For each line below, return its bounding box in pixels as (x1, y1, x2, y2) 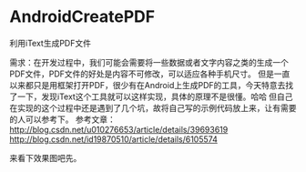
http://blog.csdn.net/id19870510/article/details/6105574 (9, 134, 219, 145)
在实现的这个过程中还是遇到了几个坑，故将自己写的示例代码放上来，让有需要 (9, 102, 297, 113)
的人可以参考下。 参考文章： (9, 114, 116, 125)
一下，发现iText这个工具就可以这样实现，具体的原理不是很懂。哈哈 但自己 (16, 91, 293, 102)
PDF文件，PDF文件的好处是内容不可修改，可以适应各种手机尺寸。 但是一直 (9, 68, 291, 79)
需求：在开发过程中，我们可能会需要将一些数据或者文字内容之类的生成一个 (9, 56, 289, 67)
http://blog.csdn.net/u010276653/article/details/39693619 (9, 124, 229, 135)
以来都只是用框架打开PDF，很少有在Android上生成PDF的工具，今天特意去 (9, 79, 286, 90)
